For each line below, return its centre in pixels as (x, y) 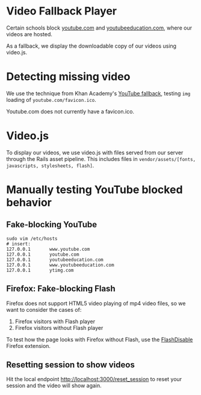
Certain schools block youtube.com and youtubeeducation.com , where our (99, 28)
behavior (29, 203)
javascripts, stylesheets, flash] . (50, 165)
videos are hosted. (29, 34)
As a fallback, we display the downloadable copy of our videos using (91, 46)
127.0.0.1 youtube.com (43, 254)
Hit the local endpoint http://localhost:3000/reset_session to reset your (94, 379)
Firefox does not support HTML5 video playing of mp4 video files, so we (96, 303)
